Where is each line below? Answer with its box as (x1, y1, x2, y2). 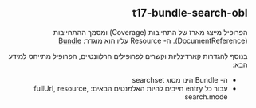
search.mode (184, 91, 228, 102)
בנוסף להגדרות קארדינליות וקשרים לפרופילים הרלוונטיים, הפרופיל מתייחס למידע (8, 51, 248, 60)
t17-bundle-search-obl (132, 6, 248, 20)
